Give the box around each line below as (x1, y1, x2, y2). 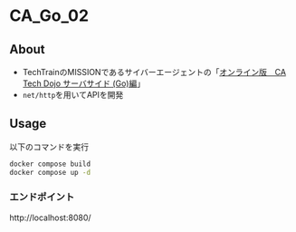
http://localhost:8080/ (9, 212, 92, 223)
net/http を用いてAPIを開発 (22, 90, 124, 100)
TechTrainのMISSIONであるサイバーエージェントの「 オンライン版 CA (22, 67, 287, 77)
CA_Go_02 (9, 5, 89, 26)
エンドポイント (9, 191, 75, 204)
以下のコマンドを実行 (9, 141, 89, 152)
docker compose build (9, 159, 91, 169)
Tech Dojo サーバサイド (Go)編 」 (22, 78, 146, 89)
